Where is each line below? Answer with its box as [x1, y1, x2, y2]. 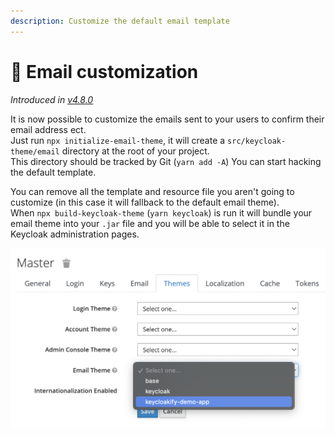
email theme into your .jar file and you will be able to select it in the [10, 217, 290, 229]
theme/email [10, 146, 60, 157]
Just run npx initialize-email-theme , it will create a [10, 134, 226, 146]
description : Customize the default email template [10, 16, 230, 26]
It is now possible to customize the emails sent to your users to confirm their [10, 113, 325, 125]
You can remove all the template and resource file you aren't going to [10, 185, 295, 197]
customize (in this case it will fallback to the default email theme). [10, 196, 280, 208]
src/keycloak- [227, 136, 287, 146]
